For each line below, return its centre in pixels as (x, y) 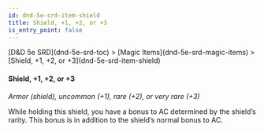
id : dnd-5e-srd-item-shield (54, 15)
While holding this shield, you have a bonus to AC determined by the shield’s (132, 112)
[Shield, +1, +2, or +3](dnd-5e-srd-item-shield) (84, 60)
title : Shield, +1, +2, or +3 (58, 23)
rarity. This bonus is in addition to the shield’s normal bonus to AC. (115, 119)
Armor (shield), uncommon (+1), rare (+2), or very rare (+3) (104, 96)
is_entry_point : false (45, 30)
